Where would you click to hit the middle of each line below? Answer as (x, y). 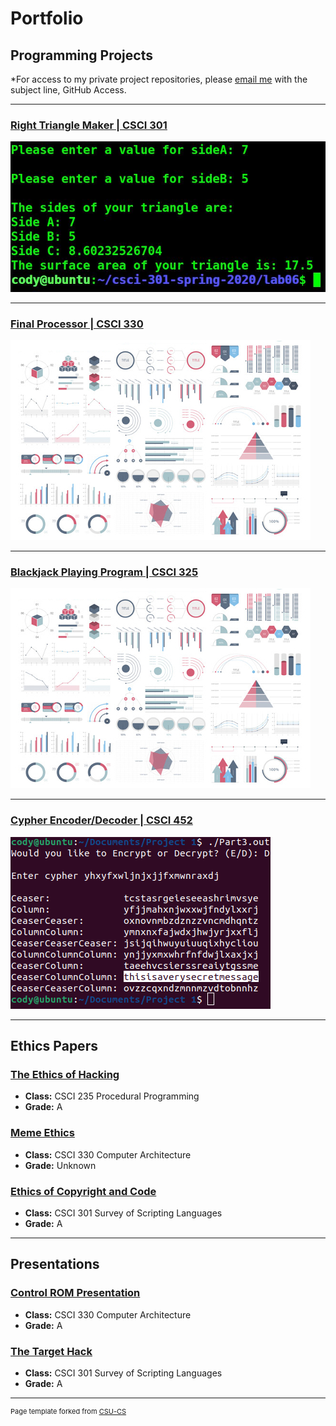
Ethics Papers (54, 1046)
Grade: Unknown (60, 1165)
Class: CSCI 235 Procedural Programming (112, 1096)
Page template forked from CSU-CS (68, 1411)
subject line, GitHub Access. (68, 90)
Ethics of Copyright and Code (83, 1191)
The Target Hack (51, 1351)
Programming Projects (81, 55)
